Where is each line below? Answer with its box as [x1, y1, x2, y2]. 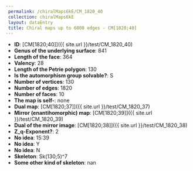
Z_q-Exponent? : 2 [13, 128, 59, 135]
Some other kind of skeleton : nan [13, 159, 96, 166]
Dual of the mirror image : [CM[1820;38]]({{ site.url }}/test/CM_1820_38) [13, 122, 188, 129]
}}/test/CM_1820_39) [13, 115, 64, 123]
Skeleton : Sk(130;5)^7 [13, 153, 68, 160]
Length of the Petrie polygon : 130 [13, 66, 97, 73]
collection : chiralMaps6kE [8, 14, 75, 20]
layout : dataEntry [8, 19, 53, 25]
